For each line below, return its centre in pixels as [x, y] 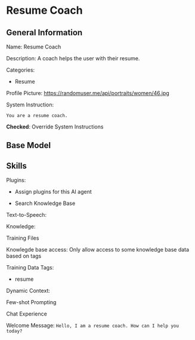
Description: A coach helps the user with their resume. [73, 58]
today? [14, 331]
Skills [16, 166]
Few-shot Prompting [31, 302]
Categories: [21, 70]
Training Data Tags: [30, 268]
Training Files [23, 238]
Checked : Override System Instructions [55, 127]
